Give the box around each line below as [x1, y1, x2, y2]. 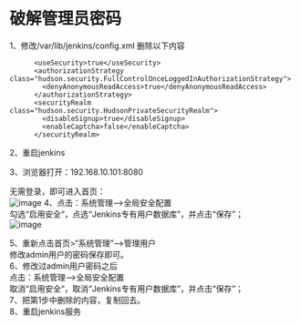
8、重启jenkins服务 [9, 306, 82, 317]
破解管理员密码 [9, 8, 122, 29]
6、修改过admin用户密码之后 [9, 260, 119, 271]
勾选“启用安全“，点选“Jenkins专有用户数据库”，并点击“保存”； [9, 209, 244, 219]
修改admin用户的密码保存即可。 [9, 249, 130, 260]
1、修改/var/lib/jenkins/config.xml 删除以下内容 [9, 40, 185, 51]
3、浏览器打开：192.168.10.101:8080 [9, 166, 144, 178]
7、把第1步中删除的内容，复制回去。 [9, 294, 146, 305]
